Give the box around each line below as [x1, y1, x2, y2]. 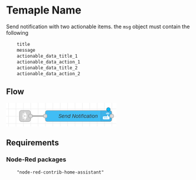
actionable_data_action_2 [17, 71, 81, 76]
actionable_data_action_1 [17, 59, 81, 65]
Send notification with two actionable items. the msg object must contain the [6, 23, 190, 30]
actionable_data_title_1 [17, 53, 78, 59]
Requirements [6, 138, 59, 148]
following [6, 29, 28, 36]
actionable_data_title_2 [17, 65, 78, 71]
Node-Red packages [6, 155, 67, 164]
